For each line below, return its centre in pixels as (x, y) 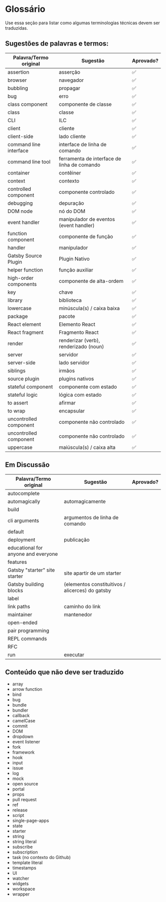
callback (21, 716)
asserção (69, 72)
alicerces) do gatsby (88, 590)
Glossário (25, 9)
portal (18, 789)
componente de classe (85, 104)
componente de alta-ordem (91, 281)
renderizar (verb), (79, 340)
